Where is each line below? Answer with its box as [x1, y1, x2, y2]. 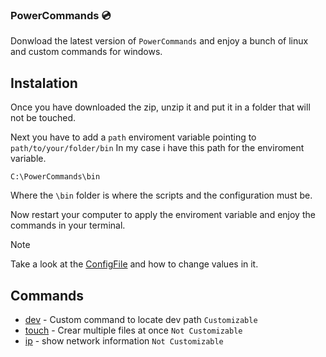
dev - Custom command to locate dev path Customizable [24, 313, 258, 325]
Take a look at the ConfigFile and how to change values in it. [10, 258, 259, 270]
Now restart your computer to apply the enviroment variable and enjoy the [10, 209, 316, 221]
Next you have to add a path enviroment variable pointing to [10, 131, 257, 143]
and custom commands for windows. [10, 46, 163, 58]
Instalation [10, 74, 78, 92]
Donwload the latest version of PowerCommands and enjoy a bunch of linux [10, 35, 309, 47]
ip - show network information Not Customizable [24, 334, 224, 347]
